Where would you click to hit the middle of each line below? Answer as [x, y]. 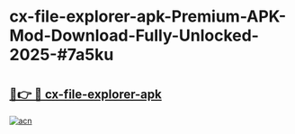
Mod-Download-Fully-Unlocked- [134, 36]
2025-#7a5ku [62, 55]
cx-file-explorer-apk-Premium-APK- [148, 17]
